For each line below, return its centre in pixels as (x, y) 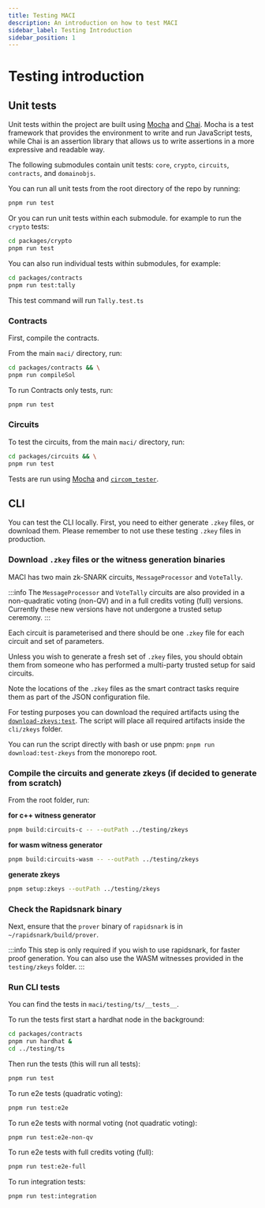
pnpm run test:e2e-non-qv (50, 1137)
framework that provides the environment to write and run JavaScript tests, (130, 133)
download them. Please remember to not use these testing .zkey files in (125, 531)
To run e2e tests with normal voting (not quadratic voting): (103, 1123)
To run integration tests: (47, 1182)
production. (27, 539)
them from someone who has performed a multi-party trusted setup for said (132, 664)
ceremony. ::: (30, 617)
